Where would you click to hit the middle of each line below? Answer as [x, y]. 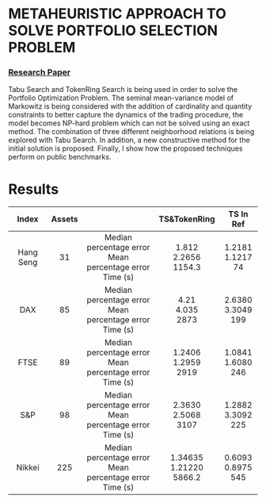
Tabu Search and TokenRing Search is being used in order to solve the [123, 90]
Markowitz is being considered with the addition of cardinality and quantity [130, 106]
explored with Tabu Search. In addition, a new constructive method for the [129, 140]
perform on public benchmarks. [60, 157]
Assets [65, 219]
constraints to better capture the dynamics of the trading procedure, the [126, 115]
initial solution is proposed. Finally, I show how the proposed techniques [125, 148]
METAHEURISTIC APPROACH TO [118, 14]
